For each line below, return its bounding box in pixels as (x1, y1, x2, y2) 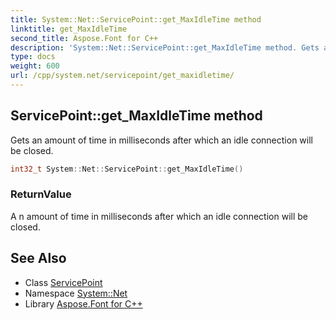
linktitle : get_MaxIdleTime (10, 24, 128, 34)
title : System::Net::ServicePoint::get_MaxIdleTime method (10, 14, 262, 25)
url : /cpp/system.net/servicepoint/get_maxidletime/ (10, 71, 235, 81)
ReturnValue (10, 187, 72, 201)
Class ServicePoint (24, 276, 103, 288)
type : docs (10, 52, 56, 62)
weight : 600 (10, 61, 60, 71)
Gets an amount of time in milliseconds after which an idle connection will (10, 134, 313, 146)
